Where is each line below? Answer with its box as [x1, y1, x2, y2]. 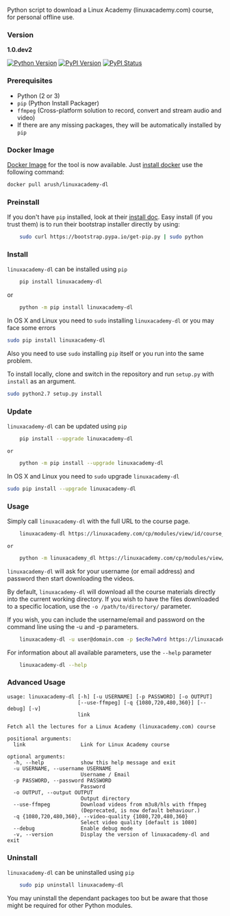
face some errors [7, 323, 56, 331]
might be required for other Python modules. [7, 901, 133, 909]
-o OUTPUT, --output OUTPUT [13, 789, 94, 796]
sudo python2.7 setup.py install [7, 390, 103, 397]
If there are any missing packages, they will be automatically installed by [16, 120, 222, 129]
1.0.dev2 [7, 46, 33, 54]
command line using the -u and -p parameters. [7, 622, 139, 631]
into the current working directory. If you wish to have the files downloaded [7, 595, 219, 603]
